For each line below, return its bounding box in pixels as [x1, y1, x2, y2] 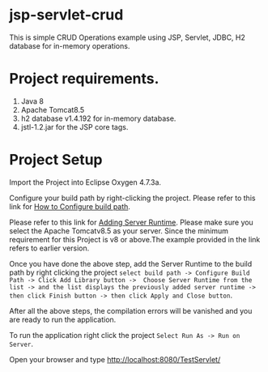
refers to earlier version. [9, 243, 90, 253]
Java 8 [20, 96, 44, 106]
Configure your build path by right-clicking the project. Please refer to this [9, 193, 256, 203]
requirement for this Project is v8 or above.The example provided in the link [9, 234, 261, 244]
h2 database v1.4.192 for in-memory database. [20, 113, 177, 123]
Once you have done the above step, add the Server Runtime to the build [9, 259, 253, 268]
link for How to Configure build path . [9, 201, 130, 212]
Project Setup [9, 151, 104, 169]
